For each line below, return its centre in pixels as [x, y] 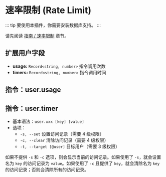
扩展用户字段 [25, 53]
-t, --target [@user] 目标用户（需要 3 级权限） [70, 146]
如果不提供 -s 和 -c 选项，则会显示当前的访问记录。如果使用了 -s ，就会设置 [83, 157]
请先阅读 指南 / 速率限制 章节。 [37, 36]
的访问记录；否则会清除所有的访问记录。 [47, 169]
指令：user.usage [33, 90]
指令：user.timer [32, 108]
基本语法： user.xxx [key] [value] [48, 121]
